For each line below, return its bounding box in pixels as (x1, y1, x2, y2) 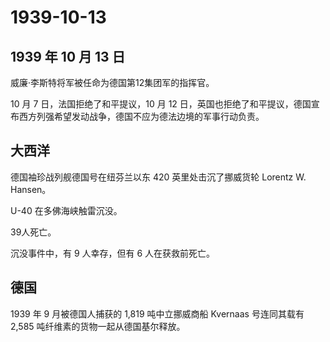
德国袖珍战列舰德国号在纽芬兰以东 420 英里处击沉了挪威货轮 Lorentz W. (10, 171, 307, 183)
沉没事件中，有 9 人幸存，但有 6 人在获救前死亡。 (10, 247, 216, 259)
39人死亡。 (10, 226, 57, 238)
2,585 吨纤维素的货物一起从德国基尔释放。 (10, 320, 186, 332)
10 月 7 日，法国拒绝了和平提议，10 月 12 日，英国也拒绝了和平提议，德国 (10, 98, 312, 110)
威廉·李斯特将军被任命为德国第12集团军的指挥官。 (10, 77, 215, 88)
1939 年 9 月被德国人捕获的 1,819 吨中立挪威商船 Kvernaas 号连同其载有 (10, 307, 305, 320)
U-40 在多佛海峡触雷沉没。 (10, 204, 123, 216)
